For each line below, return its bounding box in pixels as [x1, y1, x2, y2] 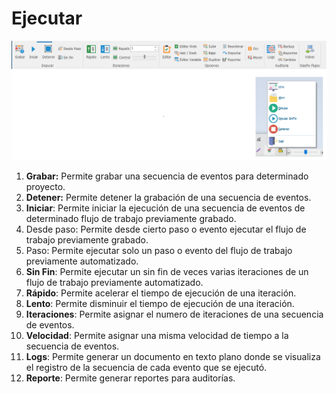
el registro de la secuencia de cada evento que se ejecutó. [25, 362, 268, 374]
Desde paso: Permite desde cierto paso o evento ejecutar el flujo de [25, 223, 307, 236]
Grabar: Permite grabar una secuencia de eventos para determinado [25, 170, 309, 182]
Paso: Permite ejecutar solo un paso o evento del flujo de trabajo [25, 245, 293, 257]
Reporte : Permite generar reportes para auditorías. [25, 372, 236, 384]
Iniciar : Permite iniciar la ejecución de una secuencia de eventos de [25, 202, 306, 214]
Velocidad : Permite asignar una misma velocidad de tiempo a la [25, 330, 289, 342]
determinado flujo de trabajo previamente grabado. [25, 213, 237, 225]
